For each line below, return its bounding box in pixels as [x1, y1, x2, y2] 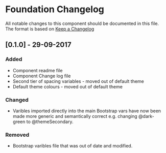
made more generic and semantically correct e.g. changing [12, 113, 138, 119]
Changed [5, 96, 29, 103]
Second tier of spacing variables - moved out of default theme [12, 78, 145, 84]
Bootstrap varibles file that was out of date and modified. [12, 143, 133, 149]
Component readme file [12, 67, 63, 73]
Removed [5, 131, 30, 138]
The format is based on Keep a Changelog [5, 25, 94, 32]
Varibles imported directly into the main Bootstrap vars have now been [12, 108, 161, 114]
